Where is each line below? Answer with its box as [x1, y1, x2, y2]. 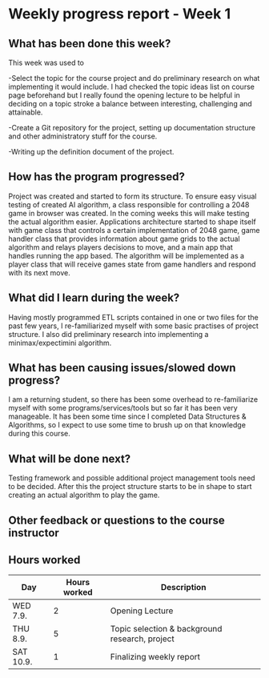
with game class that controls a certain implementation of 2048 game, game [8, 225, 260, 235]
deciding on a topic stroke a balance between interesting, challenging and [8, 99, 252, 108]
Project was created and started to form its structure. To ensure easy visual [8, 191, 257, 201]
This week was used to [8, 58, 85, 67]
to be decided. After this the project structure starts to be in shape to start [8, 482, 252, 491]
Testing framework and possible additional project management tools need [8, 473, 255, 483]
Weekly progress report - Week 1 [8, 5, 231, 23]
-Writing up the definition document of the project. [8, 147, 175, 156]
